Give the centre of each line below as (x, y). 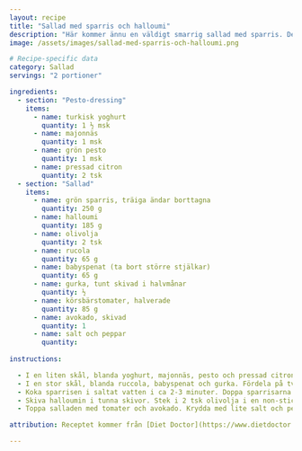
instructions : (36, 359)
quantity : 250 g (72, 209)
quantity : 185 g (72, 225)
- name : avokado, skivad (80, 317)
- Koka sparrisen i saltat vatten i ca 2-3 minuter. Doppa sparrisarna (155, 392)
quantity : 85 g (70, 309)
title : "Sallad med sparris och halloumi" (90, 26)
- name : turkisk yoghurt (80, 117)
